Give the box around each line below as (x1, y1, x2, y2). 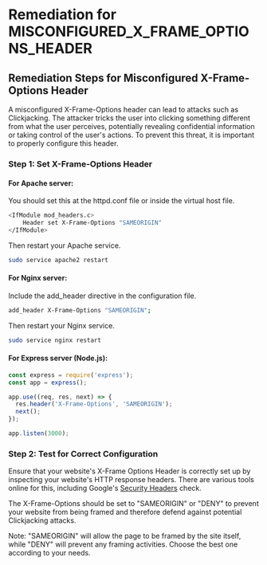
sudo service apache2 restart (8, 256, 109, 264)
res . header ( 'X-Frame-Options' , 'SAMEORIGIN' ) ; (15, 400, 173, 408)
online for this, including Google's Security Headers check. (8, 484, 202, 493)
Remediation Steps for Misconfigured (8, 71, 198, 84)
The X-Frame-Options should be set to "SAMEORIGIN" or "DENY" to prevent (8, 499, 259, 508)
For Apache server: (8, 178, 74, 188)
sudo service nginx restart (8, 336, 102, 344)
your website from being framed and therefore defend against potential (8, 508, 242, 517)
